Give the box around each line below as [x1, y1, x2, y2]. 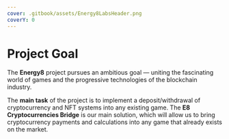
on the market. [7, 125, 49, 134]
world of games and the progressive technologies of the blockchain [7, 76, 198, 84]
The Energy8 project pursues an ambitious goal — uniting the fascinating [7, 68, 214, 77]
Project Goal [7, 46, 79, 62]
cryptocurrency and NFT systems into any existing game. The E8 [7, 103, 190, 112]
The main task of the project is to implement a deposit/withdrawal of [7, 97, 200, 105]
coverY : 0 [7, 16, 36, 23]
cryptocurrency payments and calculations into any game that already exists [7, 118, 222, 127]
